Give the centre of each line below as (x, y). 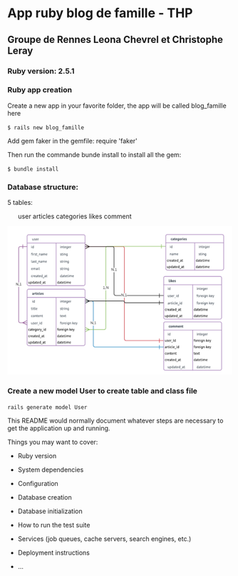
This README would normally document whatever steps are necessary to (115, 420)
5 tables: (20, 203)
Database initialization (50, 511)
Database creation (45, 497)
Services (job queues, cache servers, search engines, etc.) (104, 539)
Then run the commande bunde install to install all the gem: (94, 154)
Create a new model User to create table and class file (103, 391)
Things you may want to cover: (53, 442)
